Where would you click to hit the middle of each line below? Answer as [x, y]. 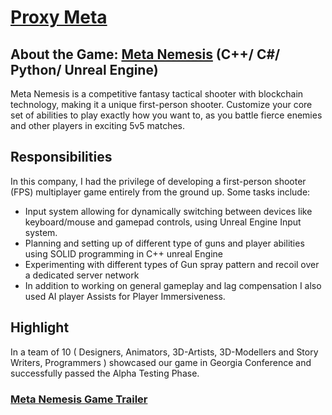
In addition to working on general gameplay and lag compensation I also [173, 285]
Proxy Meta [59, 17]
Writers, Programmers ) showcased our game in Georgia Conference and [161, 362]
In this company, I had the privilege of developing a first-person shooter [158, 181]
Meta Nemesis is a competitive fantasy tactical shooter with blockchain [157, 94]
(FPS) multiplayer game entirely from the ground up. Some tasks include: [160, 192]
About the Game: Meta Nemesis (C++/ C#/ [145, 54]
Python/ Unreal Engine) [84, 69]
